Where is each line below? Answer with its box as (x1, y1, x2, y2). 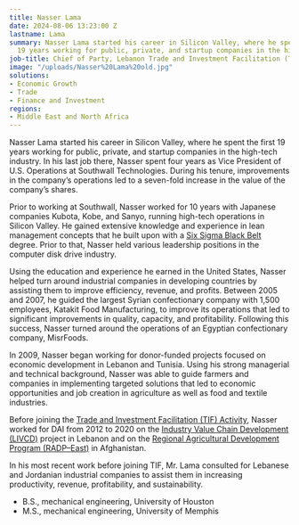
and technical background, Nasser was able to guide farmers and (9, 369, 249, 380)
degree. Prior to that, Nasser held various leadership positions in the (9, 240, 260, 250)
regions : (9, 104, 42, 113)
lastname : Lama (9, 29, 66, 38)
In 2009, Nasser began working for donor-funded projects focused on (9, 349, 267, 361)
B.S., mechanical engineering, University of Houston (21, 496, 214, 507)
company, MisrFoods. (9, 332, 89, 343)
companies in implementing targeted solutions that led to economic (9, 378, 256, 389)
